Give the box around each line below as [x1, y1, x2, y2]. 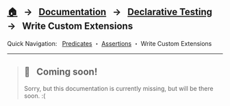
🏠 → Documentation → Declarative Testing [7, 6, 213, 18]
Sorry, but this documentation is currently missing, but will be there [23, 84, 214, 92]
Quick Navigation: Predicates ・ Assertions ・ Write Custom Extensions [7, 39, 212, 47]
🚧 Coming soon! [23, 66, 98, 78]
